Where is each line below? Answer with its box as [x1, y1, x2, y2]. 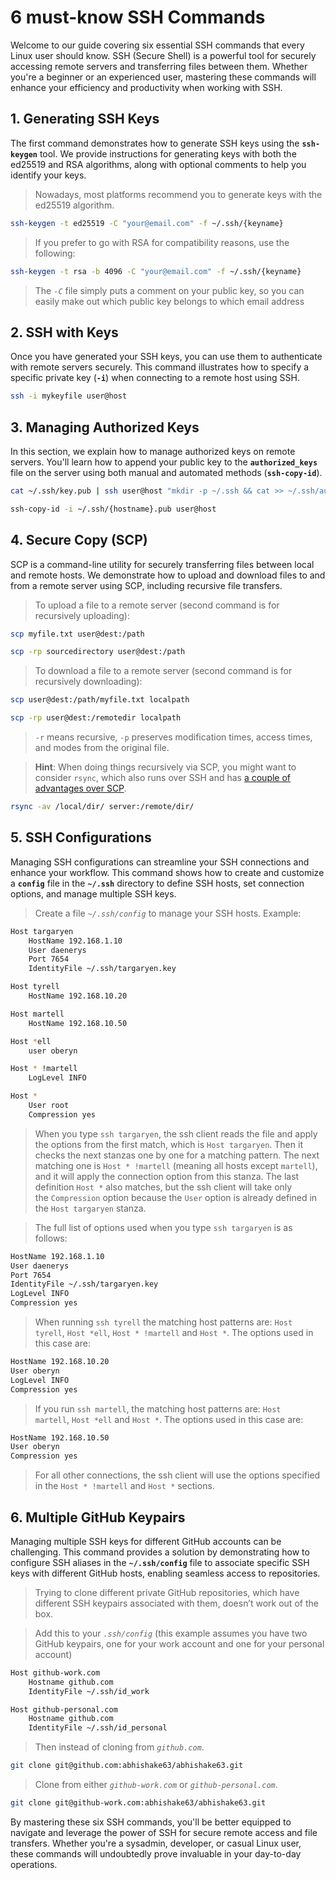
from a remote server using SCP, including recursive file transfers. [10, 579, 283, 591]
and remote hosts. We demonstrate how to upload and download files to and [10, 569, 326, 581]
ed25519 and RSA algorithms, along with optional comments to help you [10, 158, 307, 170]
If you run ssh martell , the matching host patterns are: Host [34, 1402, 282, 1415]
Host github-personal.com [10, 1704, 118, 1715]
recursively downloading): [34, 676, 143, 688]
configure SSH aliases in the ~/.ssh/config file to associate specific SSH [10, 1556, 310, 1568]
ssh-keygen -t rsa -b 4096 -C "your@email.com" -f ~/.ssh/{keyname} [10, 266, 302, 276]
